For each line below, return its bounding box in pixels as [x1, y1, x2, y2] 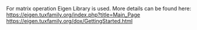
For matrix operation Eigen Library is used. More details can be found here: [6, 5, 192, 12]
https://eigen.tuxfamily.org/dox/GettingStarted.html [6, 18, 133, 24]
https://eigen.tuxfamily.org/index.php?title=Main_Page [6, 11, 141, 18]
